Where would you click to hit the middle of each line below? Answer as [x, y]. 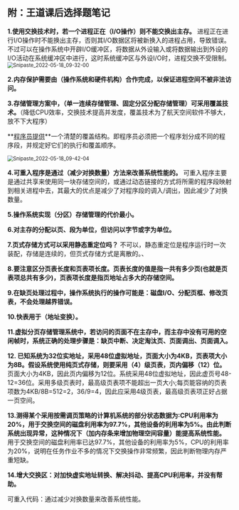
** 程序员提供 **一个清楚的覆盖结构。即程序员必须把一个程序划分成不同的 [113, 136]
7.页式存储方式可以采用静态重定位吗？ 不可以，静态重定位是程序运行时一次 [117, 245]
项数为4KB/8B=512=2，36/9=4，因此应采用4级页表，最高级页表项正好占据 [117, 391]
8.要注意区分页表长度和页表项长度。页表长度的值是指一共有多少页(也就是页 [117, 268]
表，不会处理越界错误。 [42, 302]
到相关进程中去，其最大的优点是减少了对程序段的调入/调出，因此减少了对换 [118, 190]
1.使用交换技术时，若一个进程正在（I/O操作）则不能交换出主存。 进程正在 [115, 31]
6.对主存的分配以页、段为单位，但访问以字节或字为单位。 [91, 229]
